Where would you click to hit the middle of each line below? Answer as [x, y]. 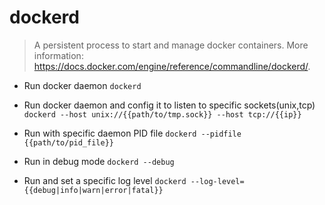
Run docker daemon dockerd [82, 85]
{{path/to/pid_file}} [68, 142]
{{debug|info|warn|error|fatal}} [93, 190]
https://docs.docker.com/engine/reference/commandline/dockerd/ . [172, 66]
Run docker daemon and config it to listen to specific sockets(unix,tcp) [169, 105]
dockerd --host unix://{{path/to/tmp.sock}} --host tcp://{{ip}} [162, 114]
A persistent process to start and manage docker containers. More [171, 45]
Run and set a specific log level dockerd [105, 180]
